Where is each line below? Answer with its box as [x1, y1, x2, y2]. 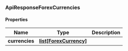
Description [92, 29, 120, 36]
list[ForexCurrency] [39, 37, 87, 44]
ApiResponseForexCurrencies [5, 4, 80, 11]
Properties [5, 16, 28, 22]
